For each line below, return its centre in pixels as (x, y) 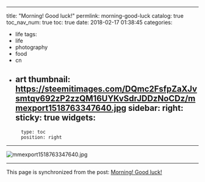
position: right (41, 137)
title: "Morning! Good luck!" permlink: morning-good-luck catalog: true (95, 16)
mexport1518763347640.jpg (71, 108)
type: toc (33, 132)
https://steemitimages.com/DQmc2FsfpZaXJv (106, 89)
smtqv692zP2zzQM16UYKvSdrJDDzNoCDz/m (105, 99)
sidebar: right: (156, 108)
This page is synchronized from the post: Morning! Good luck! (84, 172)
